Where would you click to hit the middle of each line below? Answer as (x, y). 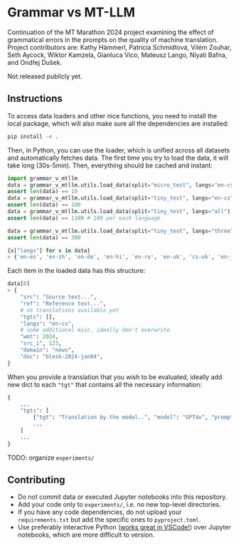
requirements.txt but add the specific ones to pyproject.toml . (109, 520)
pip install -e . (33, 136)
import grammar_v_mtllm (43, 178)
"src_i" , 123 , (41, 344)
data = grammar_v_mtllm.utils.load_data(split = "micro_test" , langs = (111, 185)
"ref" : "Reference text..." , (63, 304)
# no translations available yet (70, 310)
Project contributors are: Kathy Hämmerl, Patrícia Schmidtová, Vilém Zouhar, (119, 47)
